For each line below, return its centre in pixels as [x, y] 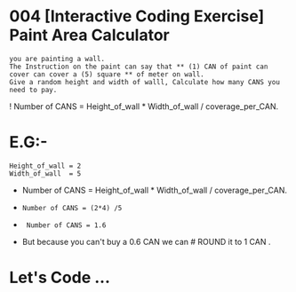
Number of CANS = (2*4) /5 [72, 208]
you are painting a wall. [57, 59]
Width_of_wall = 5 [45, 174]
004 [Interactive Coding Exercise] [137, 16]
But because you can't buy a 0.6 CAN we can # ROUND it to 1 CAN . [146, 241]
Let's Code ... [60, 278]
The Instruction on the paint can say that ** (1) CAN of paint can [139, 67]
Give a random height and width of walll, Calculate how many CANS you [144, 82]
